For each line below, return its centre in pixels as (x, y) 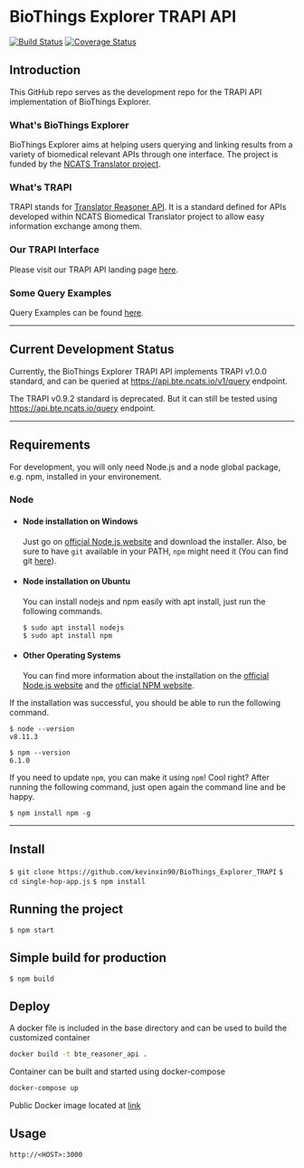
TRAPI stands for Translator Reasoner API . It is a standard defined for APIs (148, 207)
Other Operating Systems (71, 655)
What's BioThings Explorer (69, 125)
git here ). (39, 560)
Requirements (50, 445)
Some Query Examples (61, 293)
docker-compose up (44, 1088)
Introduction (45, 70)
